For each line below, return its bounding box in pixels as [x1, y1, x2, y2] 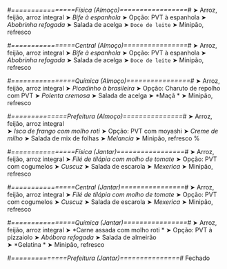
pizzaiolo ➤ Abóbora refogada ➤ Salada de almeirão [7, 233, 157, 241]
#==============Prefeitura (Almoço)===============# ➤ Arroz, [7, 112, 213, 120]
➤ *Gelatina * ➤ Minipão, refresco [7, 241, 105, 248]
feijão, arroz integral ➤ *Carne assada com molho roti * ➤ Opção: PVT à [7, 226, 213, 234]
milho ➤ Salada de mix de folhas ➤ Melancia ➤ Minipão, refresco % [7, 134, 200, 142]
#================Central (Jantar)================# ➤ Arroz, [7, 183, 215, 191]
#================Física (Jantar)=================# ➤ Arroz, [7, 148, 215, 156]
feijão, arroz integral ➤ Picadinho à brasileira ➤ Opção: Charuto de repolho [7, 84, 221, 92]
